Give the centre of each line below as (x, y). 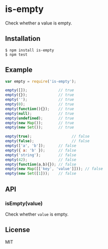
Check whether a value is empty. (39, 23)
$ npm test (16, 54)
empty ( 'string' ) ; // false (41, 155)
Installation (23, 39)
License (18, 230)
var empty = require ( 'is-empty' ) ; (41, 81)
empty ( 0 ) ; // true (40, 104)
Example (19, 70)
